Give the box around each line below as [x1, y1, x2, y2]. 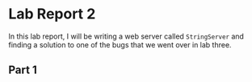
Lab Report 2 [8, 5, 96, 23]
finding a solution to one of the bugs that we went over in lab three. [8, 39, 232, 49]
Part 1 [8, 64, 38, 77]
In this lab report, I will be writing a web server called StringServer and [8, 31, 245, 41]
